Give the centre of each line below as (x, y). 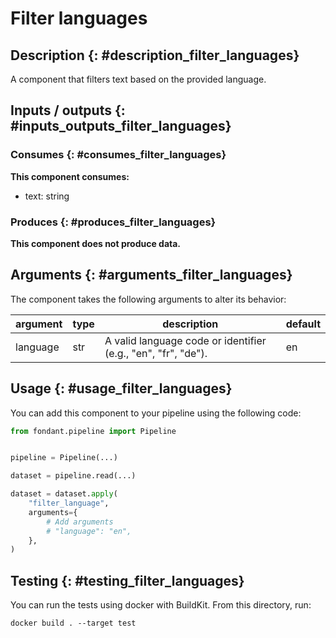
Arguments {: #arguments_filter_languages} (151, 275)
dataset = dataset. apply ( (64, 494)
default (303, 324)
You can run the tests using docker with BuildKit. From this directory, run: (161, 605)
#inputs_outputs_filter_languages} (121, 126)
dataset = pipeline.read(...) (73, 476)
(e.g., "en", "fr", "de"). (156, 353)
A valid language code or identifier (185, 340)
